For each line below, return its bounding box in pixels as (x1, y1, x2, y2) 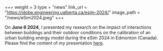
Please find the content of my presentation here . (4, 40, 104, 46)
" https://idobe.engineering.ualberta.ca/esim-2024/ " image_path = (4, 9, 141, 15)
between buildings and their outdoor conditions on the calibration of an (4, 30, 151, 35)
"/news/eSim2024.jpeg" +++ (4, 15, 64, 20)
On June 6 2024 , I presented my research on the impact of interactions (4, 24, 152, 30)
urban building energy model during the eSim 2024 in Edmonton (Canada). (4, 35, 158, 41)
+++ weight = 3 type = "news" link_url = (4, 4, 87, 10)
